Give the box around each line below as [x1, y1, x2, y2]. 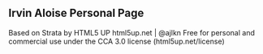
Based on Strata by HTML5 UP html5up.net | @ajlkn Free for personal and [8, 27, 256, 37]
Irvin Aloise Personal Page [8, 6, 144, 20]
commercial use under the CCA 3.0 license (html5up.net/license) [8, 36, 225, 46]
